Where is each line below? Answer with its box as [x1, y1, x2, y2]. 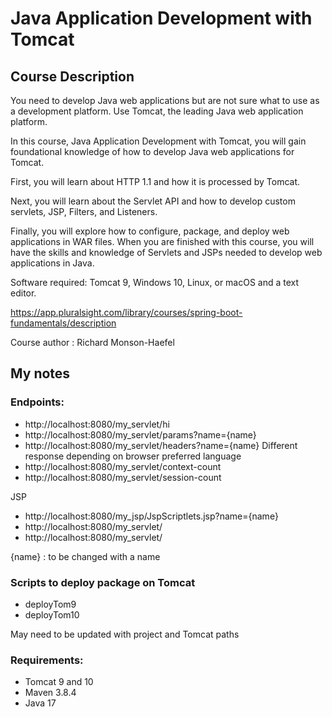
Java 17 [24, 697, 57, 709]
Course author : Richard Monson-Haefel [10, 337, 175, 348]
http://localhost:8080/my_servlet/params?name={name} [24, 428, 257, 441]
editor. [10, 287, 37, 299]
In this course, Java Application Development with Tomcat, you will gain [10, 135, 307, 147]
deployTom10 [24, 608, 80, 621]
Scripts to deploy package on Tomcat [10, 575, 196, 589]
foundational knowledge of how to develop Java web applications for [10, 146, 295, 157]
